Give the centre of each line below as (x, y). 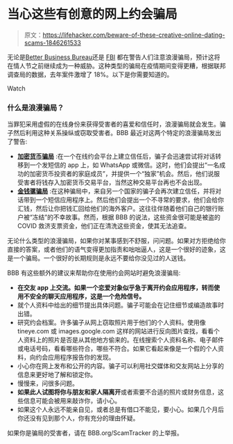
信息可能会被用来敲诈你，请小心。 (72, 401)
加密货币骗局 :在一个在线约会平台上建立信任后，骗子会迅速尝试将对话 (116, 157)
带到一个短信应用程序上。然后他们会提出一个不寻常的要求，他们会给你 (123, 200)
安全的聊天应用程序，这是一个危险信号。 (87, 296)
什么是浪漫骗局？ (36, 107)
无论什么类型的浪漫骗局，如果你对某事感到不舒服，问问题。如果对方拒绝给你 (116, 241)
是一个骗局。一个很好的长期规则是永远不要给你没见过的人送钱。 (98, 258)
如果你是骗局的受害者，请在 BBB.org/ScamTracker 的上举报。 (95, 433)
